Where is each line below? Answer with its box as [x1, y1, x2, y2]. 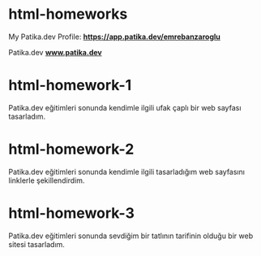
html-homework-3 [8, 204, 135, 222]
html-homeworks [8, 5, 128, 24]
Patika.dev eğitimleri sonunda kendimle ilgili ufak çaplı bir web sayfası [8, 102, 242, 112]
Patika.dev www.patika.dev [8, 47, 103, 57]
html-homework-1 [8, 76, 132, 94]
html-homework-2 [8, 140, 135, 158]
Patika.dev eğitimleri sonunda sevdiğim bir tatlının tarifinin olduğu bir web [8, 231, 254, 241]
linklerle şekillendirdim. [8, 176, 85, 185]
